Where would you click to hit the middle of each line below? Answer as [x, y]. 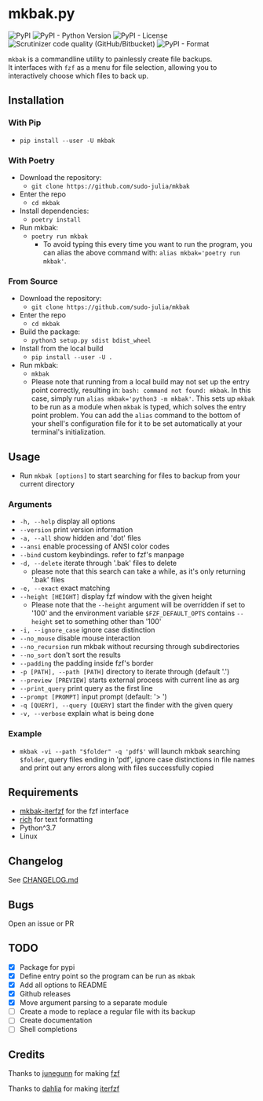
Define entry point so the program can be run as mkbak [107, 976]
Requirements [43, 793]
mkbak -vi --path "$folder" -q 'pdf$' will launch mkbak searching [130, 751]
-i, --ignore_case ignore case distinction [87, 630]
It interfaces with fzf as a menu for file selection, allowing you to [113, 67]
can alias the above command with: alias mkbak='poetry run [142, 252]
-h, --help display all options [67, 521]
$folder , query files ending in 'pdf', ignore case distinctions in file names [137, 759]
